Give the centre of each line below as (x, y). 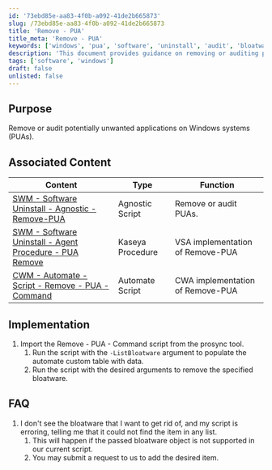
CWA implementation (215, 281)
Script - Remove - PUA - (61, 286)
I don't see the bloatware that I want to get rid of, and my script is (129, 423)
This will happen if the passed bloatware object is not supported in (143, 440)
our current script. (62, 449)
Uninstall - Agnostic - (55, 209)
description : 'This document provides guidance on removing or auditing (134, 53)
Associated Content (60, 162)
